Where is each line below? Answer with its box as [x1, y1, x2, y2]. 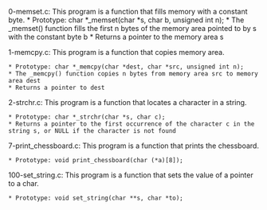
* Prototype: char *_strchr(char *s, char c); [8, 113, 166, 121]
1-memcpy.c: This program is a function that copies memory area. [8, 48, 225, 56]
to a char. [8, 179, 40, 188]
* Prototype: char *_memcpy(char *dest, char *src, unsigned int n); [8, 63, 245, 71]
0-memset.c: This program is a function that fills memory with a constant [8, 7, 249, 16]
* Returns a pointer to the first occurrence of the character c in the [8, 120, 255, 128]
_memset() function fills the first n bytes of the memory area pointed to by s [8, 24, 257, 33]
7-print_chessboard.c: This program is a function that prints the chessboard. [8, 141, 259, 150]
